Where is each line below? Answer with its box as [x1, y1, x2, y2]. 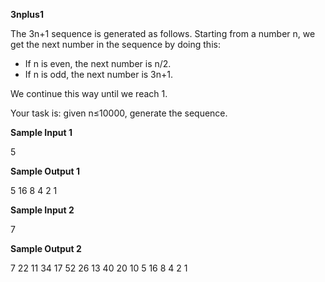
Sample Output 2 [10, 243, 82, 254]
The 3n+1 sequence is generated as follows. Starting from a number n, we [10, 28, 316, 39]
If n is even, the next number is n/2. [24, 58, 172, 69]
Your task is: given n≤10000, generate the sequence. [10, 107, 228, 119]
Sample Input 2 [10, 204, 75, 216]
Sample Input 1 [10, 127, 73, 138]
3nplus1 [10, 9, 44, 20]
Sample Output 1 [10, 165, 80, 177]
